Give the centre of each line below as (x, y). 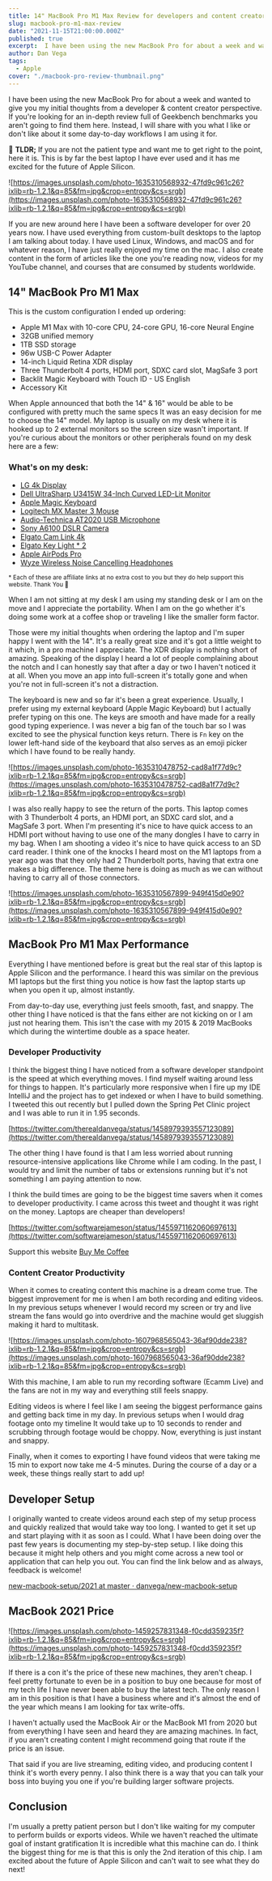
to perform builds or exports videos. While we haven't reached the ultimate (134, 1835)
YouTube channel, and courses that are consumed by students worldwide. (132, 267)
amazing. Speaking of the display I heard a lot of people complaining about (134, 658)
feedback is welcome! (45, 1570)
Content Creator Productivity (67, 1273)
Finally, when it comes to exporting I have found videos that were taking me (134, 1457)
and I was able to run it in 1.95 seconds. (74, 1113)
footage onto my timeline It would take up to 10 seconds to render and (125, 1423)
